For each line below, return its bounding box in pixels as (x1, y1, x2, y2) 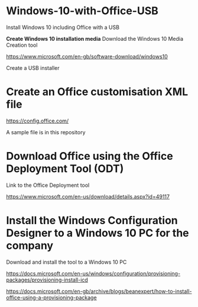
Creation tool (6, 41, 38, 49)
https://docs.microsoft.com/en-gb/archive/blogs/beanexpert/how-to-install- (6, 287, 192, 295)
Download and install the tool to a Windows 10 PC (6, 258, 127, 266)
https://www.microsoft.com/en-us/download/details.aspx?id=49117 (6, 193, 170, 200)
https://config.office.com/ (6, 117, 69, 124)
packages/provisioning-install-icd (6, 276, 89, 283)
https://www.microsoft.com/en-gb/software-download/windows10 (6, 53, 168, 60)
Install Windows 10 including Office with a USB (6, 24, 120, 31)
